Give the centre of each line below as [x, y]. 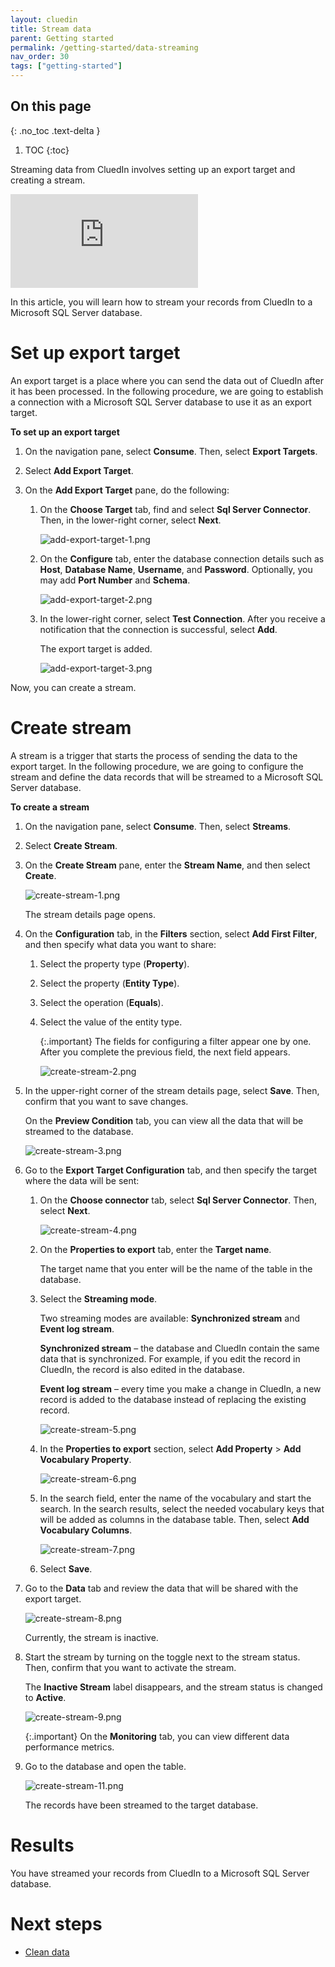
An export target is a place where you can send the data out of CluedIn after [167, 380]
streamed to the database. [79, 1131]
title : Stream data [51, 29]
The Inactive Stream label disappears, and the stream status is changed [173, 1687]
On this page [51, 106]
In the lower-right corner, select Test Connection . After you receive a [182, 618]
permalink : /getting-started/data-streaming [104, 47]
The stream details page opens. [90, 914]
